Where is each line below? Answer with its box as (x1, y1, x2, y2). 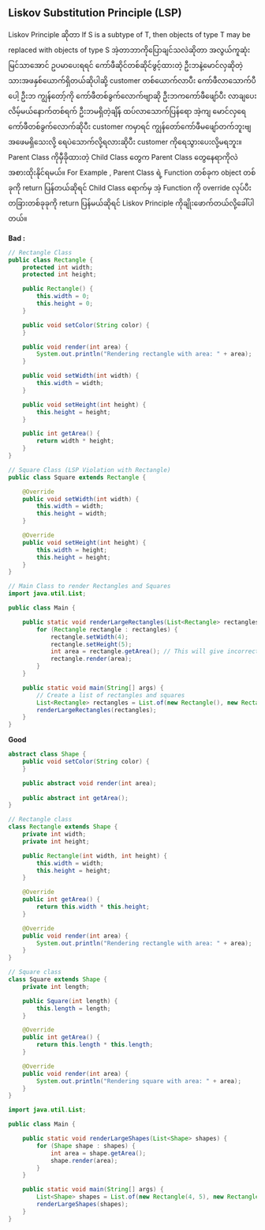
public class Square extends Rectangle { (8, 474, 147, 481)
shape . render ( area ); (50, 1156, 118, 1164)
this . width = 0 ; (36, 292, 90, 300)
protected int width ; (22, 263, 93, 271)
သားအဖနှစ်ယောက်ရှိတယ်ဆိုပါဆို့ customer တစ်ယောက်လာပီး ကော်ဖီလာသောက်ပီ (8, 75, 256, 85)
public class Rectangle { (8, 256, 93, 264)
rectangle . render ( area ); (50, 655, 132, 663)
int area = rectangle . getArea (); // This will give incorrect (50, 647, 259, 655)
